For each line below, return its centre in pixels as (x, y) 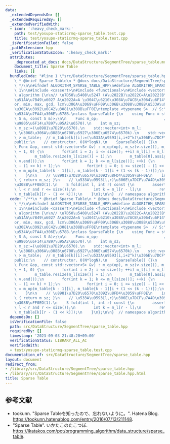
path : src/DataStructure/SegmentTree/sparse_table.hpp (69, 326)
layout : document (24, 359)
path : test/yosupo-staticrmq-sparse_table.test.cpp (70, 34)
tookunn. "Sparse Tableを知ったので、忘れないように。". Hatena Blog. (86, 413)
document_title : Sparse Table (46, 67)
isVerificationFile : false (38, 322)
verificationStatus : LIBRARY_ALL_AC (48, 341)
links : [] (25, 72)
